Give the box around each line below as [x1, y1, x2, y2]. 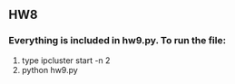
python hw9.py [21, 64, 78, 75]
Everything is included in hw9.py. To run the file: [8, 34, 227, 47]
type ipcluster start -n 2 [21, 54, 111, 66]
